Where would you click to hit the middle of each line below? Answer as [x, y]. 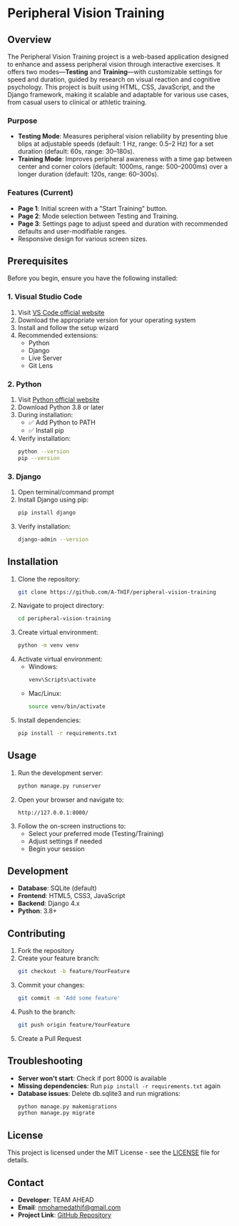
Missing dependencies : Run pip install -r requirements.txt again [119, 1086]
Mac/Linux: [45, 694]
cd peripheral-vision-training [64, 619]
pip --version [39, 458]
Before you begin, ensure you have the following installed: [93, 278]
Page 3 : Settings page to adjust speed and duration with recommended [123, 224]
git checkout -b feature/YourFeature [74, 972]
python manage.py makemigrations [67, 1106]
